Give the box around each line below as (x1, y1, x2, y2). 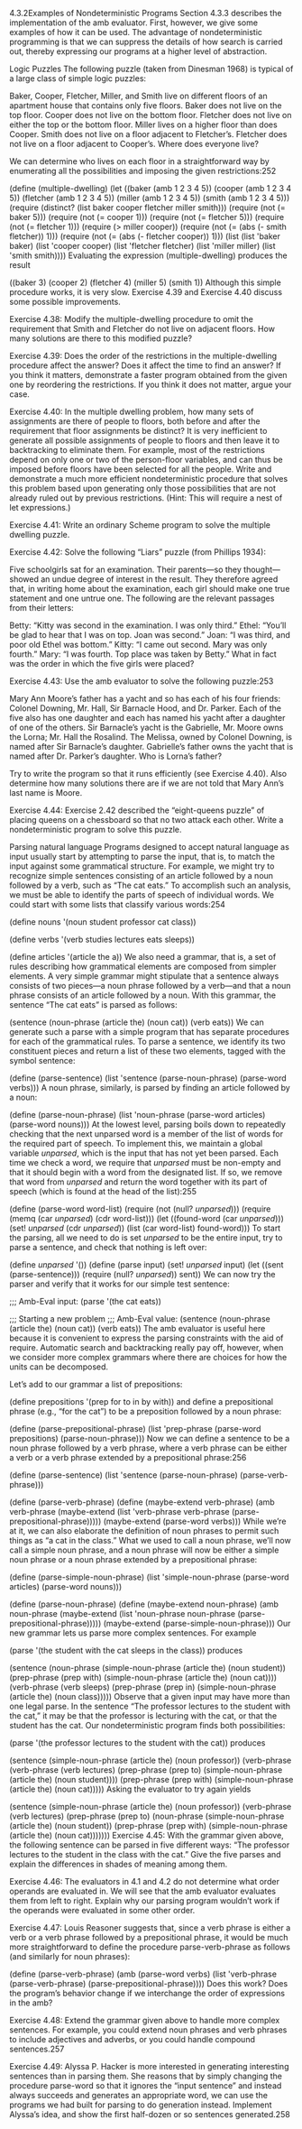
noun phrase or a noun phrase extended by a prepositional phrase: (9, 1554, 258, 1564)
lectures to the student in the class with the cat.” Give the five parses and (9, 1849, 281, 1859)
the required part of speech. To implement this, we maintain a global (9, 1138, 263, 1148)
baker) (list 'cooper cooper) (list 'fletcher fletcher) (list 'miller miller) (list (9, 241, 277, 251)
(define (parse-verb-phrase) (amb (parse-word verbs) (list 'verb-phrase (9, 1968, 278, 1979)
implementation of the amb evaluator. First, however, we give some (9, 17, 259, 28)
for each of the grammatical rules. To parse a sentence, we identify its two (9, 1037, 286, 1046)
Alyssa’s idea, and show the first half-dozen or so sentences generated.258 (9, 2109, 290, 2119)
